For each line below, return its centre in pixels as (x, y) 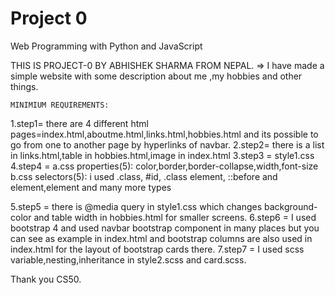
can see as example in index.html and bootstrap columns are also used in (161, 238)
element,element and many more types (91, 187)
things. (24, 86)
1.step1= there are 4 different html (79, 123)
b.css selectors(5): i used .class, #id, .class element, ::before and (144, 176)
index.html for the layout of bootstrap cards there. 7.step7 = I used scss (157, 249)
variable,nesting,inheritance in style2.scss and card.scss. (128, 259)
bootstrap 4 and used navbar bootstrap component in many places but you (165, 228)
